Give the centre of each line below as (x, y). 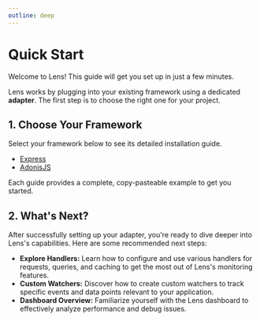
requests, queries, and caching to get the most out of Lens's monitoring (136, 267)
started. (21, 191)
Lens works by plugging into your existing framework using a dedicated (124, 91)
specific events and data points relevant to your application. (117, 292)
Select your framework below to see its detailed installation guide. (115, 144)
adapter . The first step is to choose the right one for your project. (114, 100)
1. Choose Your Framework (75, 124)
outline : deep (32, 15)
